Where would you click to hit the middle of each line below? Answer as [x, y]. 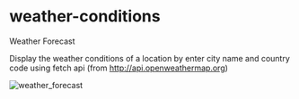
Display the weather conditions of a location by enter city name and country [149, 58]
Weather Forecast [42, 41]
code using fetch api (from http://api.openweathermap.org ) [119, 68]
